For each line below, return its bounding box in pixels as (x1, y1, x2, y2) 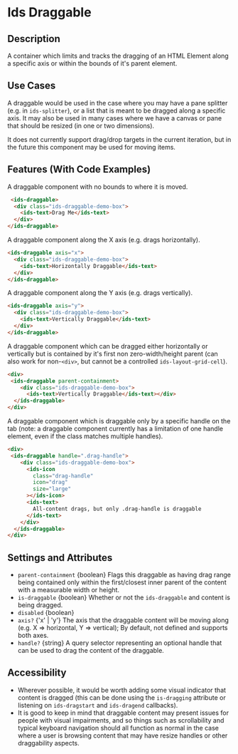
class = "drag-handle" (33, 472, 94, 480)
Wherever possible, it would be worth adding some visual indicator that (17, 686, 226, 694)
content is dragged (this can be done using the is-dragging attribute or (17, 693, 226, 702)
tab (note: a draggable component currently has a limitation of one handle (7, 425, 224, 433)
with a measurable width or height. (17, 586, 119, 594)
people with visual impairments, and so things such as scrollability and (17, 716, 225, 724)
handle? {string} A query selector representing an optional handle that (17, 639, 222, 647)
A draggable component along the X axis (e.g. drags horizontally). (7, 236, 200, 244)
